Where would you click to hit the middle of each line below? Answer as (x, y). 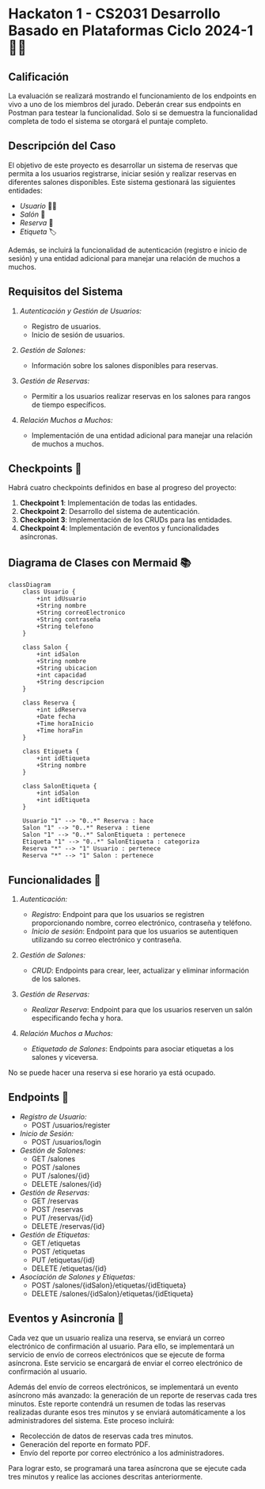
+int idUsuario (62, 599)
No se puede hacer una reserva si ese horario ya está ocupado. (112, 1073)
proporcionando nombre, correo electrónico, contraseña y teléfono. (142, 923)
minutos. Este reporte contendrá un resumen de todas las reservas (117, 1403)
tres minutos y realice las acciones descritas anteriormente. (106, 1476)
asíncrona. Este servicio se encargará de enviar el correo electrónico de (125, 1363)
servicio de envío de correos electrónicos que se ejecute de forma (117, 1354)
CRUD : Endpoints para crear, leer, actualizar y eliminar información (140, 971)
